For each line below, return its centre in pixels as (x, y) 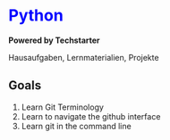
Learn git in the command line (76, 126)
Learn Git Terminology (63, 107)
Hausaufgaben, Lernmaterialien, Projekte (84, 57)
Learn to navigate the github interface (91, 116)
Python (36, 16)
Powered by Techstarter (54, 40)
